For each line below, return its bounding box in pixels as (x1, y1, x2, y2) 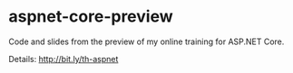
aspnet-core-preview (8, 6, 173, 27)
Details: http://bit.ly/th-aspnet (8, 53, 119, 64)
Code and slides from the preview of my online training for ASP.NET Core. (8, 36, 285, 47)
